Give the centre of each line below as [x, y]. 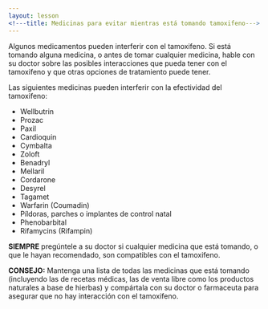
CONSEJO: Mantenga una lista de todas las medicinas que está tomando [129, 270]
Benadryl [35, 162]
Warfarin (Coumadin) [55, 205]
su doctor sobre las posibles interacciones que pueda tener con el [118, 63]
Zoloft [30, 154]
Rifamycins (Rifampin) [56, 230]
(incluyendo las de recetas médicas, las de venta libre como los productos [131, 279]
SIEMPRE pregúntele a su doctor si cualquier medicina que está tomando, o [133, 246]
